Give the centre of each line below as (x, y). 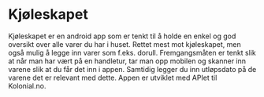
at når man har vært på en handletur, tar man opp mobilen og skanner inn (127, 61)
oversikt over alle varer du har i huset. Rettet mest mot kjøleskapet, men (125, 44)
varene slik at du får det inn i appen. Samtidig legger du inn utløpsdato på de (132, 69)
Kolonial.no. (27, 86)
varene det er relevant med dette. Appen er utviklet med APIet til (113, 77)
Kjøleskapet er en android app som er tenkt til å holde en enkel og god (122, 36)
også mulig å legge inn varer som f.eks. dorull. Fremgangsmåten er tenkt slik (132, 52)
